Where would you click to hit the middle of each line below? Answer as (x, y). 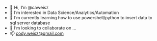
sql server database (30, 23)
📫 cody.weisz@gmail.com (37, 33)
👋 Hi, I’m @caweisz (29, 7)
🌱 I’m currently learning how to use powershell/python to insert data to (81, 18)
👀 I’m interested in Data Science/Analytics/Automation (64, 13)
